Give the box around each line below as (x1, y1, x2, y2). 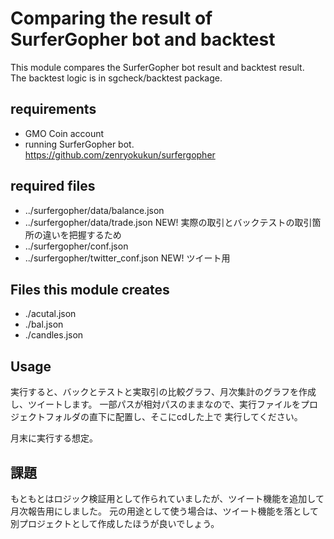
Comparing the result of (10, 7, 213, 30)
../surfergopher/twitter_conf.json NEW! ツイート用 (24, 252, 231, 264)
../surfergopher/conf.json (24, 240, 129, 252)
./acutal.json (24, 308, 77, 320)
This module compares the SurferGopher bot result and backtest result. (10, 61, 305, 73)
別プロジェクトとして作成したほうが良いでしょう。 (10, 518, 220, 529)
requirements (10, 101, 97, 118)
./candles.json (24, 329, 84, 341)
